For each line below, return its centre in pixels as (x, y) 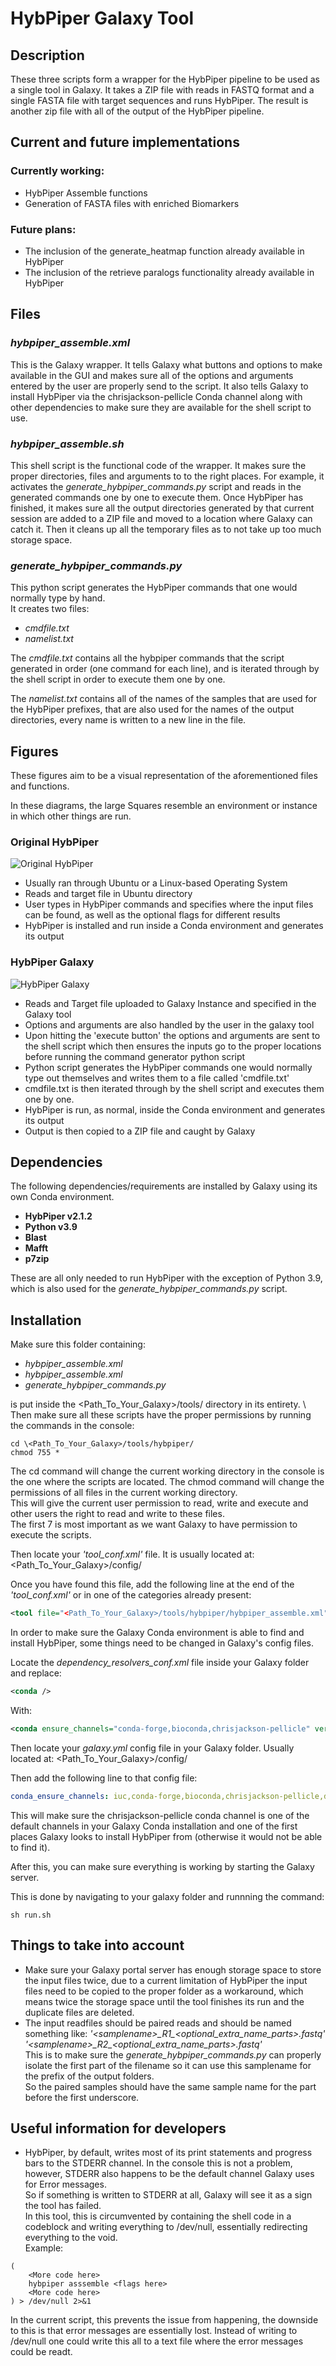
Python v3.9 (51, 1227)
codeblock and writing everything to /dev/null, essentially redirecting (166, 2227)
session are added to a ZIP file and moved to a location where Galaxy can (161, 518)
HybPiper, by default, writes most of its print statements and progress (168, 2153)
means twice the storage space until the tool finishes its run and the (164, 2001)
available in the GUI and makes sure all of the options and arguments (152, 375)
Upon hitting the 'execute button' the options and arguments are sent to (172, 1035)
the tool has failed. (63, 2206)
